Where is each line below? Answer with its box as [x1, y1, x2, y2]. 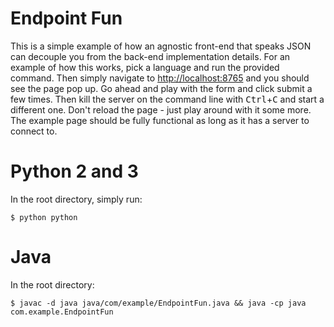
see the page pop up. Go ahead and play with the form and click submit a [10, 82, 313, 94]
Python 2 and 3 [10, 160, 139, 183]
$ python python [10, 212, 78, 222]
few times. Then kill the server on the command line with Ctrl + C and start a [10, 93, 325, 105]
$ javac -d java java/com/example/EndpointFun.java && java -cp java [10, 298, 307, 308]
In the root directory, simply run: [10, 193, 143, 205]
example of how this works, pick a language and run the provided [10, 61, 280, 73]
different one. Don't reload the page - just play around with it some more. [10, 103, 312, 116]
